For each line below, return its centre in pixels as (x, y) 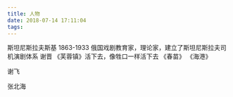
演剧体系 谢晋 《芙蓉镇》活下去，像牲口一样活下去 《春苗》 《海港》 (112, 56)
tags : (15, 27)
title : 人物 (24, 14)
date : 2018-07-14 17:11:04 (47, 20)
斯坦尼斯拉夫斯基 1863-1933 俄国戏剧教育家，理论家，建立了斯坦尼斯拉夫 (114, 48)
